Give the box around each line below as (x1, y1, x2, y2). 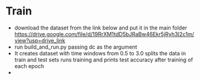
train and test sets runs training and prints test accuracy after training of (14, 56, 193, 63)
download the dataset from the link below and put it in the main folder (14, 24, 187, 31)
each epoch (14, 62, 45, 70)
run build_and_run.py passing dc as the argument (14, 43, 137, 51)
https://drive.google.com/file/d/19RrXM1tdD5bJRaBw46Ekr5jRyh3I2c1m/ (14, 30, 195, 37)
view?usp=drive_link (14, 37, 66, 44)
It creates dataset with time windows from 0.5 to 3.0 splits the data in (14, 49, 186, 57)
